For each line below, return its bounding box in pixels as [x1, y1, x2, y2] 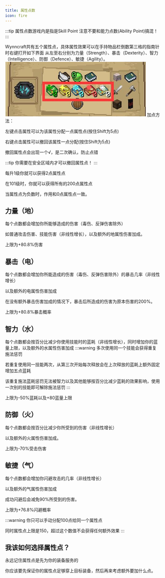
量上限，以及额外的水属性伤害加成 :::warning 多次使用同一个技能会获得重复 [5, 345, 157, 351]
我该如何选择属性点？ [5, 543, 70, 551]
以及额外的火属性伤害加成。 [5, 435, 61, 441]
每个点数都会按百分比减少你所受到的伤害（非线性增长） [5, 424, 117, 430]
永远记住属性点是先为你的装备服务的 [5, 557, 79, 563]
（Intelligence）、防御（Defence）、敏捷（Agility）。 [5, 56, 108, 62]
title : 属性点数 [5, 8, 35, 13]
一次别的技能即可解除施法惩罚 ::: [5, 384, 71, 390]
